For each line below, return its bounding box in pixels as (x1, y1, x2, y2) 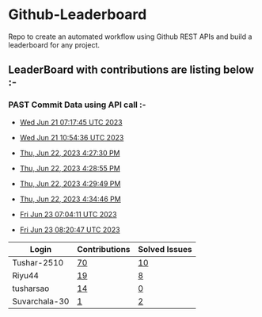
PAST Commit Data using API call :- (8, 99, 146, 110)
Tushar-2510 (12, 257, 64, 268)
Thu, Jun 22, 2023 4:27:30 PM (19, 148, 120, 158)
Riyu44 (12, 269, 40, 281)
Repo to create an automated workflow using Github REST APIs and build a (8, 32, 253, 41)
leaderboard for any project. (8, 40, 101, 49)
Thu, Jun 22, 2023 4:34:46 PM (19, 194, 121, 204)
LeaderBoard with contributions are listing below (8, 63, 255, 77)
